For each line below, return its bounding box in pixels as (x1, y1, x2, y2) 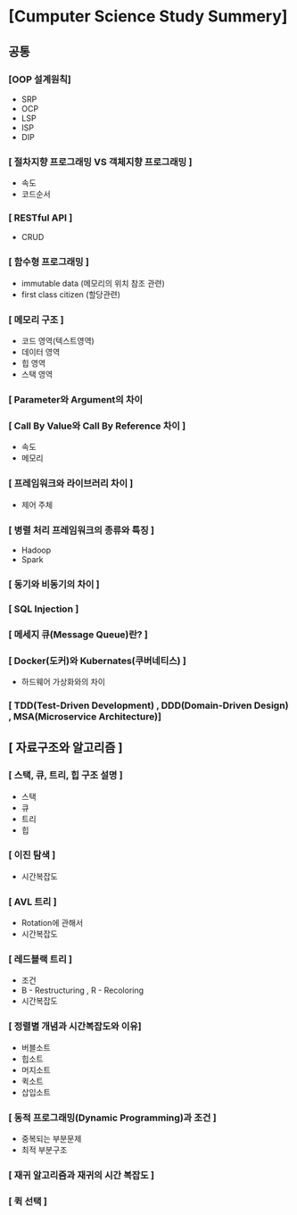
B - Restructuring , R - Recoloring (21, 985, 144, 996)
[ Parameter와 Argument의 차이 (8, 393, 144, 405)
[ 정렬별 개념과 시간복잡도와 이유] (8, 1020, 142, 1033)
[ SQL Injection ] (8, 603, 79, 615)
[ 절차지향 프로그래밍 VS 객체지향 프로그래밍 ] (8, 155, 193, 168)
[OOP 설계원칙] (8, 73, 72, 86)
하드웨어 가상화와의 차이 (21, 676, 106, 687)
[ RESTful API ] (8, 212, 73, 224)
